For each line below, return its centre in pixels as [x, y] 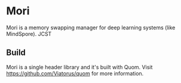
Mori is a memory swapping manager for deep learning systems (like [91, 27]
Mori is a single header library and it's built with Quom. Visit [79, 67]
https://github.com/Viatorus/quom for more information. [75, 73]
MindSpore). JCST [29, 33]
